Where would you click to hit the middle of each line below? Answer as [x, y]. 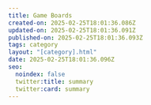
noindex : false [40, 74]
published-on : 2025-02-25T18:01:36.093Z [76, 37]
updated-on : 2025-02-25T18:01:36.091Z [72, 30]
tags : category [33, 45]
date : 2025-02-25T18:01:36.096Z [61, 60]
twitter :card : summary [53, 89]
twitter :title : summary [54, 81]
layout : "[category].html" [53, 52]
